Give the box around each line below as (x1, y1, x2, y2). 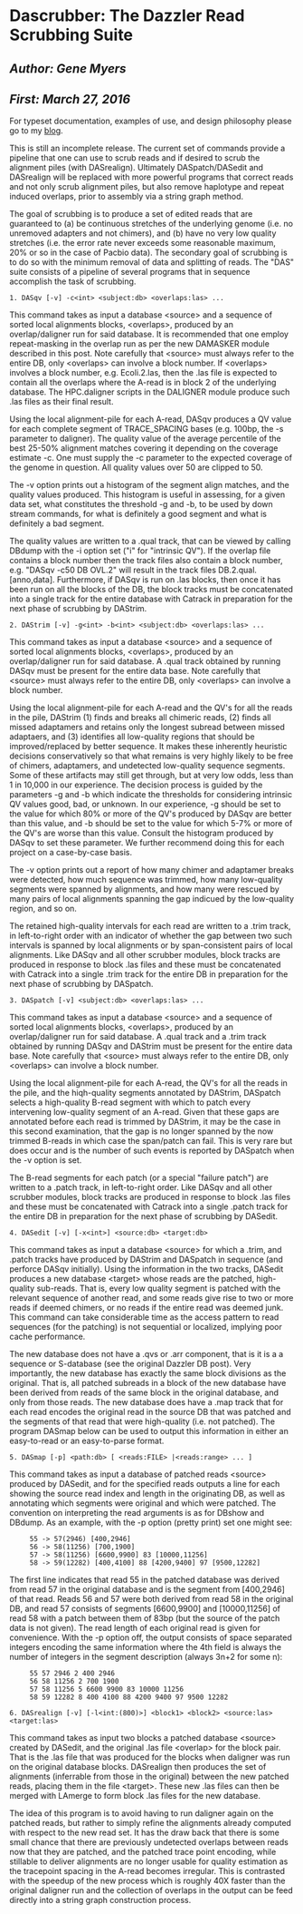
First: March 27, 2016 (9, 92, 131, 107)
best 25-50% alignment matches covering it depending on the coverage (9, 443, 279, 454)
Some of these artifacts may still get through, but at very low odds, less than (9, 770, 294, 781)
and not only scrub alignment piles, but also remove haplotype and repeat (9, 181, 285, 192)
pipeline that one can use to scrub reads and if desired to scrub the (9, 152, 260, 163)
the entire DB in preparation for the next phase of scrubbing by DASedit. (9, 1211, 279, 1222)
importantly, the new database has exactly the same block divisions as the (9, 1368, 287, 1379)
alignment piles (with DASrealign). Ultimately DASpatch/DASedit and (9, 162, 264, 173)
